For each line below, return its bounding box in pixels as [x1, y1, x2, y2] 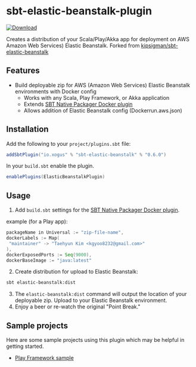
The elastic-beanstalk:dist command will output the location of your [14, 290, 187, 298]
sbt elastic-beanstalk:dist [6, 280, 76, 286]
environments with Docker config [14, 88, 97, 95]
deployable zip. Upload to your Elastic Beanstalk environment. [14, 297, 167, 304]
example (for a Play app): [6, 218, 68, 225]
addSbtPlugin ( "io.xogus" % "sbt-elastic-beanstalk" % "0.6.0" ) [6, 151, 167, 158]
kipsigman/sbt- [141, 42, 179, 49]
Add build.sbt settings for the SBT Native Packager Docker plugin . [14, 206, 180, 213]
